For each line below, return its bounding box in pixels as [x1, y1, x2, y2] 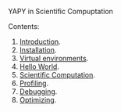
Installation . [19, 45, 57, 54]
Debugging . [19, 87, 58, 96]
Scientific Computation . [19, 70, 96, 79]
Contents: [8, 22, 40, 31]
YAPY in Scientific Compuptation [8, 7, 113, 16]
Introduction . [19, 37, 61, 46]
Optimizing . [19, 96, 57, 104]
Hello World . [19, 62, 60, 71]
